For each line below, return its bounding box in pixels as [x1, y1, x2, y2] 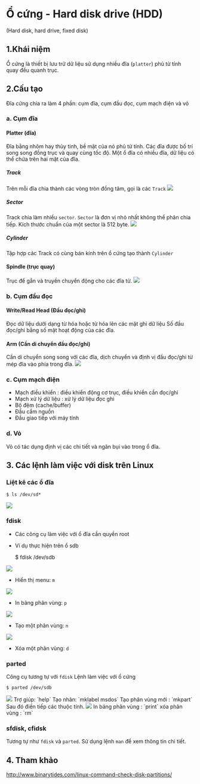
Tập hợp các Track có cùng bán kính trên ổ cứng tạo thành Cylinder [6, 249, 174, 256]
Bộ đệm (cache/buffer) [14, 402, 72, 409]
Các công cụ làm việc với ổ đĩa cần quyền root [14, 530, 130, 537]
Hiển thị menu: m [14, 576, 56, 583]
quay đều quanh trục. [6, 66, 59, 73]
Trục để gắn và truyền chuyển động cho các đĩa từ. [6, 277, 133, 284]
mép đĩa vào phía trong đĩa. [6, 360, 74, 368]
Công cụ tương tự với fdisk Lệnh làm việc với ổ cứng [6, 673, 136, 680]
